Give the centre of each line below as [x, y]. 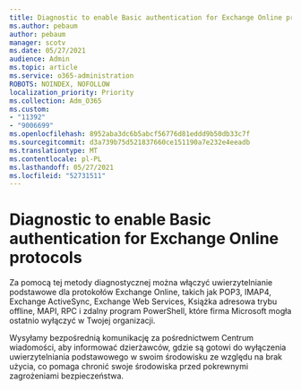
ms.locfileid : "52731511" [57, 175]
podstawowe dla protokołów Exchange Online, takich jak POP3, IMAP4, [140, 292]
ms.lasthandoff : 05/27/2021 [62, 167]
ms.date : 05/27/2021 [48, 51]
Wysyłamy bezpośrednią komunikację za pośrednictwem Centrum [131, 338]
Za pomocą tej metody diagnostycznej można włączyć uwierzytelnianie [141, 283]
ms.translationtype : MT [54, 150]
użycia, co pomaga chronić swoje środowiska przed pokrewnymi [129, 367]
